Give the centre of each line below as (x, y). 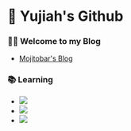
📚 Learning (30, 80)
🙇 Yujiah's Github (65, 16)
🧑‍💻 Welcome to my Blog (54, 42)
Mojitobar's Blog (46, 58)
